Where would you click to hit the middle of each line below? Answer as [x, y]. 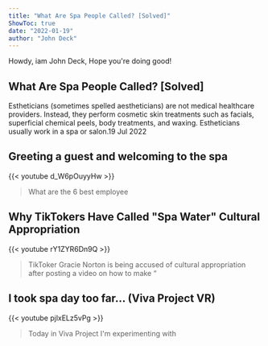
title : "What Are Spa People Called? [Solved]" [90, 16]
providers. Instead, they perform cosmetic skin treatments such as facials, [132, 114]
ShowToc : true [32, 23]
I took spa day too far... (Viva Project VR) [112, 299]
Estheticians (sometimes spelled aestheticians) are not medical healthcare [132, 106]
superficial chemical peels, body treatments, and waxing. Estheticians [124, 123]
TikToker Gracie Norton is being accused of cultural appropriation [137, 264]
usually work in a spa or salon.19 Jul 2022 [78, 132]
